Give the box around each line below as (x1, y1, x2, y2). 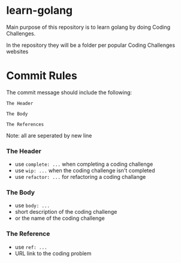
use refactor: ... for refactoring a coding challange (14, 174, 146, 181)
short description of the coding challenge (14, 208, 117, 216)
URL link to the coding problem (14, 250, 92, 257)
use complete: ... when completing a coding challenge (14, 160, 153, 168)
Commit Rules (6, 69, 78, 83)
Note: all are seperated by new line (6, 131, 92, 139)
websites (6, 47, 29, 55)
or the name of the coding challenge (14, 214, 105, 222)
